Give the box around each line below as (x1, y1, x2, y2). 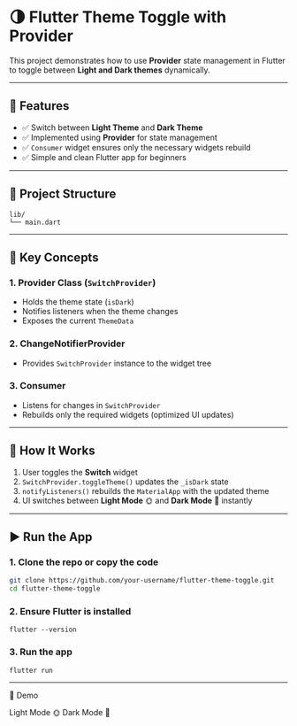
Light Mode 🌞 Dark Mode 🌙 (9, 707, 110, 717)
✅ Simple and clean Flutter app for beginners (21, 151, 187, 162)
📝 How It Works (9, 444, 95, 459)
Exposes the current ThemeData (21, 315, 134, 326)
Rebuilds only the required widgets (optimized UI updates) (21, 409, 234, 420)
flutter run (9, 666, 53, 675)
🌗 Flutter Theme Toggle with (9, 7, 227, 27)
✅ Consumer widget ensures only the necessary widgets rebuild (21, 142, 251, 152)
